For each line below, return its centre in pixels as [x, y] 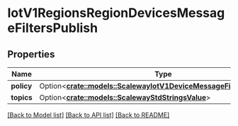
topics [22, 97]
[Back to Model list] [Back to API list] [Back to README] [89, 115]
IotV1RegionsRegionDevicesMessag [116, 13]
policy [22, 86]
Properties [31, 54]
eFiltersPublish [52, 28]
